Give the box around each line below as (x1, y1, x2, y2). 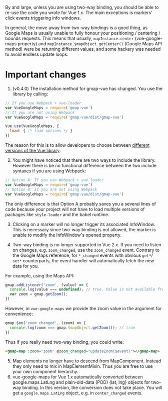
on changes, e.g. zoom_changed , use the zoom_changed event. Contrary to (12, 247, 160, 253)
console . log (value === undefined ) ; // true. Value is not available (9, 287, 155, 292)
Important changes (5, 69, 86, 80)
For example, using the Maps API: (5, 272, 74, 278)
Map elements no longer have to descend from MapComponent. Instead (12, 358, 161, 364)
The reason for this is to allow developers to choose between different (5, 142, 150, 148)
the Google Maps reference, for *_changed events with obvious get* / (12, 252, 153, 258)
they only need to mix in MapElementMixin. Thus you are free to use (12, 363, 153, 369)
